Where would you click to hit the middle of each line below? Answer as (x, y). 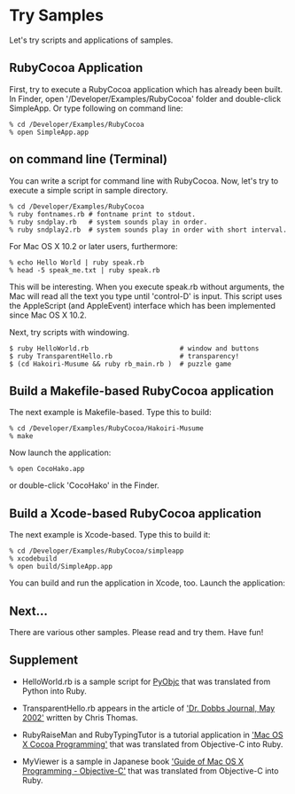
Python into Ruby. (54, 691)
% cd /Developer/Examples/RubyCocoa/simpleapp (97, 551)
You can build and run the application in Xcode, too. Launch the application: (147, 583)
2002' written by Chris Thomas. (80, 717)
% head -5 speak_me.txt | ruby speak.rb (85, 270)
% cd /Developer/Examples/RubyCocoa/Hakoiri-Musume (106, 428)
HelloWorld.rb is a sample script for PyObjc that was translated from (146, 681)
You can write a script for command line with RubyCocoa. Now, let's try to (144, 181)
